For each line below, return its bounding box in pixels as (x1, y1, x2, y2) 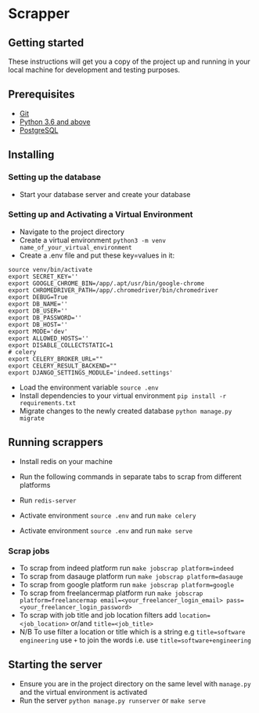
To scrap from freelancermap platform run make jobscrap (19, 588, 203, 598)
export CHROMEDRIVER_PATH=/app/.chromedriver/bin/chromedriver (8, 286, 219, 294)
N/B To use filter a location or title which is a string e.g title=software (19, 627, 246, 636)
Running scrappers (8, 436, 103, 449)
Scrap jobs (8, 545, 50, 556)
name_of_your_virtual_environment (19, 243, 132, 251)
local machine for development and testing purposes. (8, 65, 181, 75)
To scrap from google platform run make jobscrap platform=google (19, 580, 235, 589)
